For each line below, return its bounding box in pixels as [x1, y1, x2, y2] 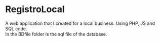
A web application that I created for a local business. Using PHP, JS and [5, 20, 155, 26]
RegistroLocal [5, 4, 65, 15]
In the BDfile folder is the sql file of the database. [5, 31, 107, 37]
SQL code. [5, 25, 27, 31]
